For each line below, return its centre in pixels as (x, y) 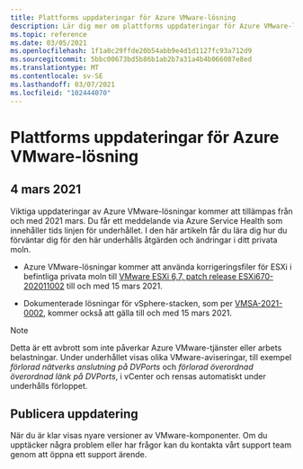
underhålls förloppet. (49, 385)
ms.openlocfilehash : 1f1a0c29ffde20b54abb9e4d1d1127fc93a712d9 (131, 51)
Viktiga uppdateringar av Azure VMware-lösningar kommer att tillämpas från (151, 211)
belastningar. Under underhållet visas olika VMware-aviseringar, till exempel (151, 357)
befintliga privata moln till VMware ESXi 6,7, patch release (130, 276)
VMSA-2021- (258, 303)
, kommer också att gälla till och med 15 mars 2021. (138, 313)
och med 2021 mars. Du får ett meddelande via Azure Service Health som (147, 220)
